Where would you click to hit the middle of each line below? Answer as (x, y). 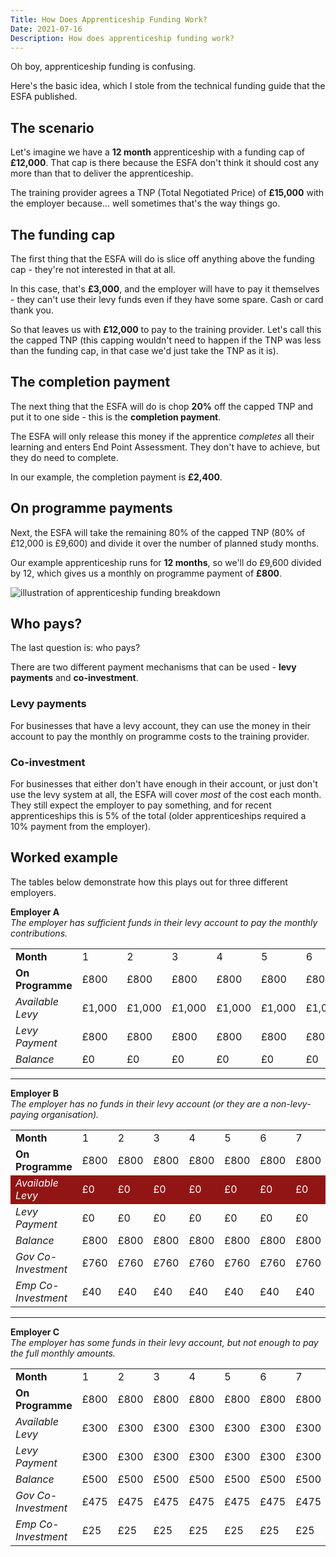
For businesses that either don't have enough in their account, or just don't (164, 784)
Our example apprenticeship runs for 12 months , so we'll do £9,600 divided (166, 562)
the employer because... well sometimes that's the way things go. (145, 203)
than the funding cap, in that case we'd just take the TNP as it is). (144, 350)
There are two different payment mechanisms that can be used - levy (153, 667)
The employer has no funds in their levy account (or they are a (139, 1103)
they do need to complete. (64, 457)
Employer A (35, 912)
